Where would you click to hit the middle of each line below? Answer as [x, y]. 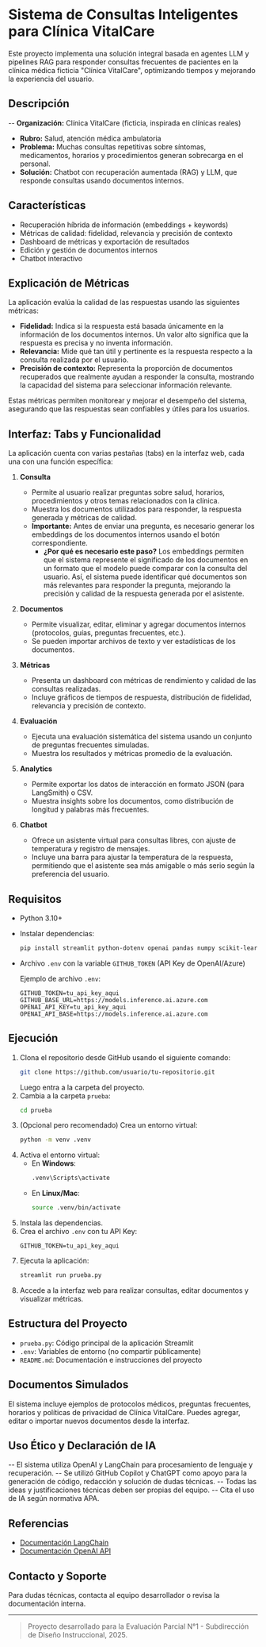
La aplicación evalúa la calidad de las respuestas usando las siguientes [124, 303]
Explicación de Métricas [69, 283]
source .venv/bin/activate [76, 1208]
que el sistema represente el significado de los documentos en [146, 560]
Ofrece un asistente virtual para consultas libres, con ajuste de [133, 840]
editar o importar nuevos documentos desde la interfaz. [99, 1421]
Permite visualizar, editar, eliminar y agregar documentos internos [139, 624]
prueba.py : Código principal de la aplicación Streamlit [106, 1343]
